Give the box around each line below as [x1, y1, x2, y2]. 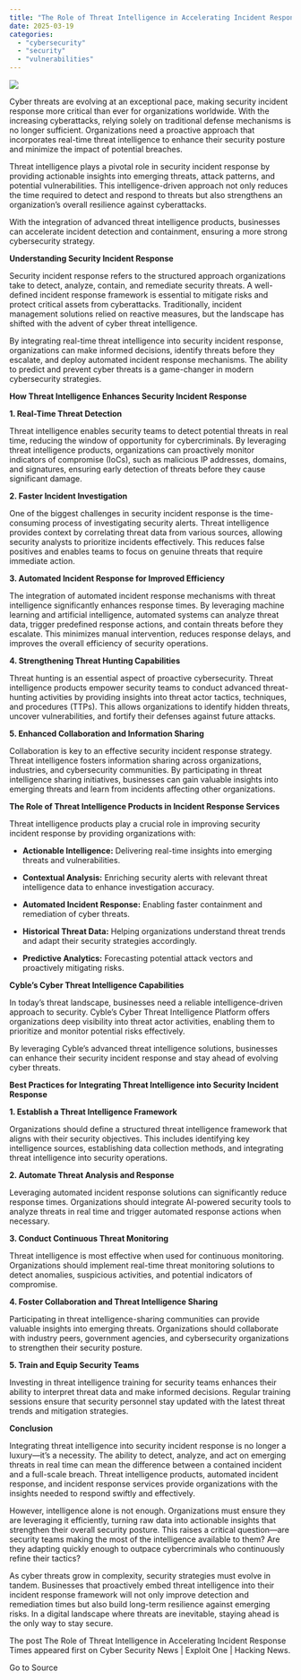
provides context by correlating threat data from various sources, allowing [9, 527, 283, 538]
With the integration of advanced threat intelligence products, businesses [9, 217, 280, 227]
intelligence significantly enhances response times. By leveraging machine [9, 600, 285, 611]
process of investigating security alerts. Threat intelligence [52, 517, 270, 528]
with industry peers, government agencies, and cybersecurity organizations [9, 1333, 289, 1343]
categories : [9, 30, 54, 39]
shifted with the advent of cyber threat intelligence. [9, 318, 198, 328]
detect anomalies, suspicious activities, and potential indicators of [9, 1269, 254, 1280]
